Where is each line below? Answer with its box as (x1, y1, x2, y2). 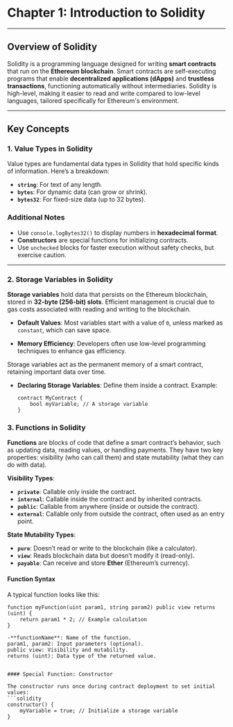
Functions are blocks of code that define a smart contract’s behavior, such (7, 439, 221, 447)
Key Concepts (7, 123, 69, 135)
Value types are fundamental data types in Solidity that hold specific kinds (7, 160, 220, 168)
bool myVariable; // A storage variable (30, 401, 148, 408)
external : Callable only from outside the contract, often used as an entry (17, 509, 225, 518)
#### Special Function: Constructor (7, 671, 113, 678)
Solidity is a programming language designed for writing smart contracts (7, 59, 216, 67)
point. (17, 517, 35, 525)
